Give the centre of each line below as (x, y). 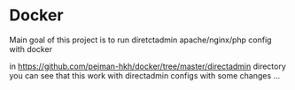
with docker (31, 49)
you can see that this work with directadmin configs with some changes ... (145, 75)
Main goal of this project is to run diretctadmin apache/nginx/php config (140, 40)
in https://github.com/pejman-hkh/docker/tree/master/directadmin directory (147, 66)
